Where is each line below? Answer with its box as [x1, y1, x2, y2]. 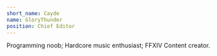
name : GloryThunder [6, 16, 63, 23]
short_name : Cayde [6, 10, 60, 17]
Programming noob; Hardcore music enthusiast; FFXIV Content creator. [6, 42, 211, 50]
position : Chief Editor [6, 23, 76, 29]
